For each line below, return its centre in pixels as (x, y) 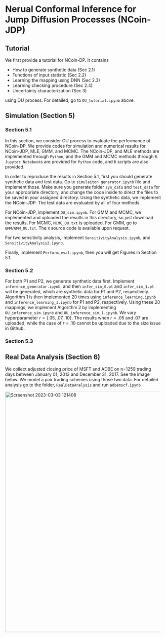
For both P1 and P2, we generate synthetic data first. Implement (70, 281)
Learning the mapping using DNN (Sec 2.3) (56, 80)
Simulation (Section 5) (40, 116)
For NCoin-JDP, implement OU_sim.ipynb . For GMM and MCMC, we (73, 212)
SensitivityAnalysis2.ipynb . (35, 242)
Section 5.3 (19, 341)
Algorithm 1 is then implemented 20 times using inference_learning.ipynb (81, 297)
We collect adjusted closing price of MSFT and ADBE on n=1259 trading (78, 369)
